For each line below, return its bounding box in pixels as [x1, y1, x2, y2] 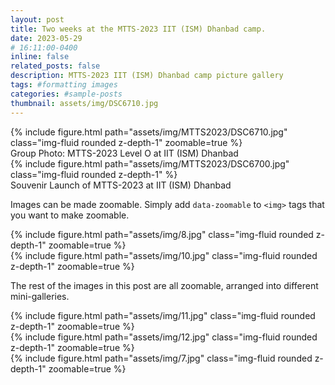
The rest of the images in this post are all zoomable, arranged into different [10, 279, 319, 291]
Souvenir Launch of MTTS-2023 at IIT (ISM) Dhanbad [10, 179, 232, 191]
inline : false [10, 52, 70, 62]
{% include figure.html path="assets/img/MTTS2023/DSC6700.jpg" [10, 157, 290, 170]
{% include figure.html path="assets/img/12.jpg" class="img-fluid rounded [10, 331, 318, 343]
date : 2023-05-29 [10, 33, 83, 43]
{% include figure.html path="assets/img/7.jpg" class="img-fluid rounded [10, 352, 313, 364]
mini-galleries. [10, 290, 70, 302]
